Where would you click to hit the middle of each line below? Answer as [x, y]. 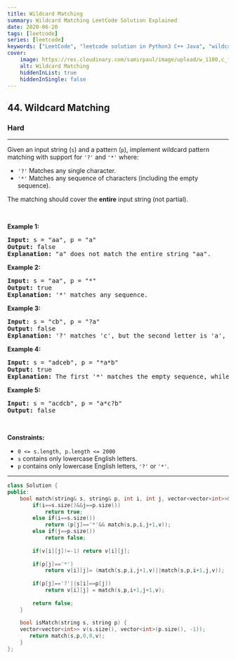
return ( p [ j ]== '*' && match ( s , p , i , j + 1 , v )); [108, 525]
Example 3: [24, 308]
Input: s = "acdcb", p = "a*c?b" [65, 404]
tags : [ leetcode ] [33, 33]
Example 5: [24, 390]
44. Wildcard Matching [59, 107]
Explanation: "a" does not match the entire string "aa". [109, 254]
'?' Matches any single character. [67, 171]
